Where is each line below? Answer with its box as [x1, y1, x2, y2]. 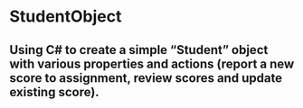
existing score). [9, 84, 99, 100]
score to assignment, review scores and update [9, 70, 283, 85]
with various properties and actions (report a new [9, 56, 295, 71]
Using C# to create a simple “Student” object [9, 42, 269, 58]
